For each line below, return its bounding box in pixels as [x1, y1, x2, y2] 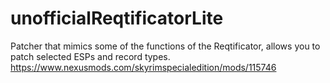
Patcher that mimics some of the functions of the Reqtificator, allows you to [10, 40, 321, 52]
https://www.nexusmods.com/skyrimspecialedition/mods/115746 [10, 61, 277, 73]
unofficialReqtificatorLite [10, 7, 224, 30]
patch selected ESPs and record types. [10, 50, 171, 62]
